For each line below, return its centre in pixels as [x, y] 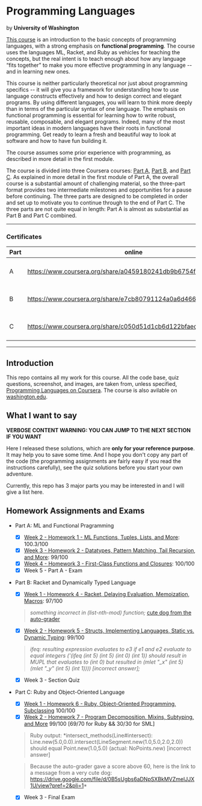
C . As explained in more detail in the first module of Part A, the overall [93, 177]
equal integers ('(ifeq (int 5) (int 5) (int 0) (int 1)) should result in [108, 656]
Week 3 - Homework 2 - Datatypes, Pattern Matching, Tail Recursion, [110, 550]
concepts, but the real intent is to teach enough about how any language [96, 58]
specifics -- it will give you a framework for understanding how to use [93, 89]
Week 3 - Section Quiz [52, 680]
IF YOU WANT [24, 436]
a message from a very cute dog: [71, 773]
